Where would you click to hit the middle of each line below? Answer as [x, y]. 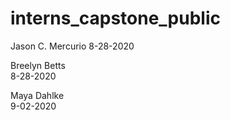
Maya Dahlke [37, 95]
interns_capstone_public [115, 18]
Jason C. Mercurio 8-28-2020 [72, 46]
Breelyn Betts [38, 65]
